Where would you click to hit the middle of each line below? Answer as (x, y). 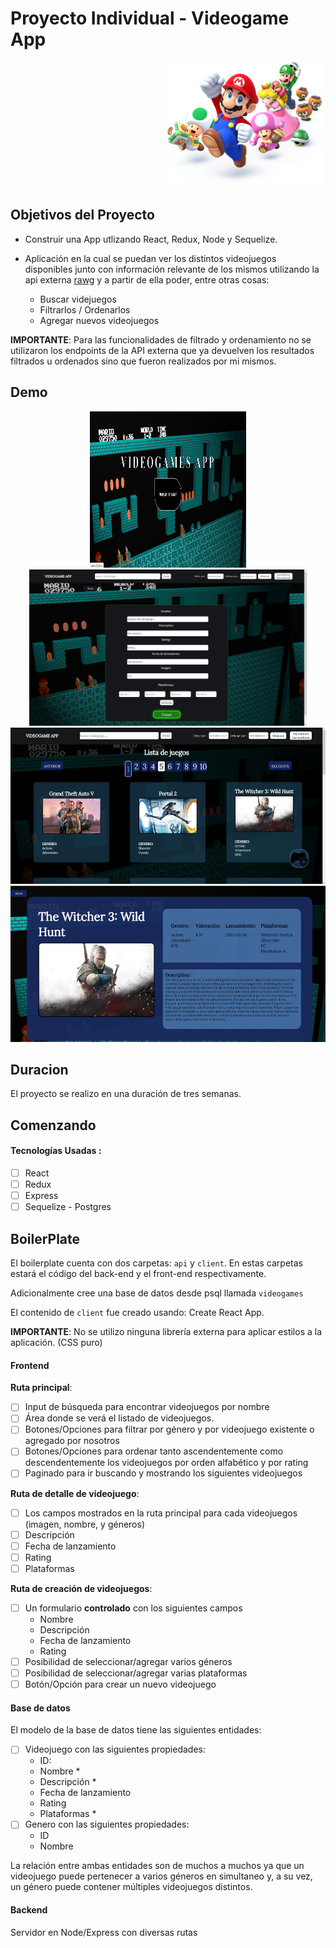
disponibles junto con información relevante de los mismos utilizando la (172, 269)
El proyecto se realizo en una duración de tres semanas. (126, 1094)
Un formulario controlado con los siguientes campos (133, 1608)
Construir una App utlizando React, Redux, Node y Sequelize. (151, 239)
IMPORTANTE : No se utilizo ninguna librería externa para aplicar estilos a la (166, 1332)
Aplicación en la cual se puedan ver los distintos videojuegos (150, 258)
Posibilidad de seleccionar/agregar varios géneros (128, 1661)
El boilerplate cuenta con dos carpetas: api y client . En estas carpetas (156, 1263)
